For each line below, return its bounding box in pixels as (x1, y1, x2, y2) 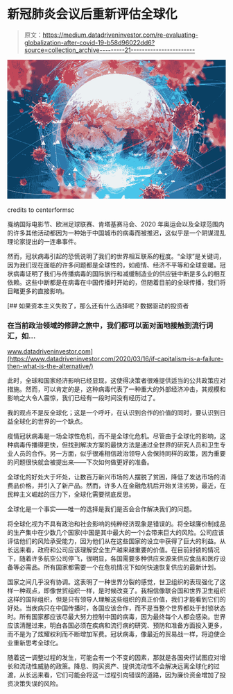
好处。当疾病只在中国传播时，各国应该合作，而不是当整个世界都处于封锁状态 (7, 604, 226, 612)
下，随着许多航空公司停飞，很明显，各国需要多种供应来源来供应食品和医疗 (7, 554, 220, 563)
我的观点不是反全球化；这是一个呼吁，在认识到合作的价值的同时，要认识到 (7, 408, 220, 417)
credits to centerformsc (7, 206, 75, 214)
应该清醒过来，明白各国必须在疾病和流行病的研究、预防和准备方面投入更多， (7, 621, 226, 629)
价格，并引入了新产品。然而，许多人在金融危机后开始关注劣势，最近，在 (19, 481, 226, 490)
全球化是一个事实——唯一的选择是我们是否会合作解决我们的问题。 (7, 505, 196, 513)
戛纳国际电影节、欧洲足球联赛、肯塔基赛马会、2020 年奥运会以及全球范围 (7, 220, 218, 228)
